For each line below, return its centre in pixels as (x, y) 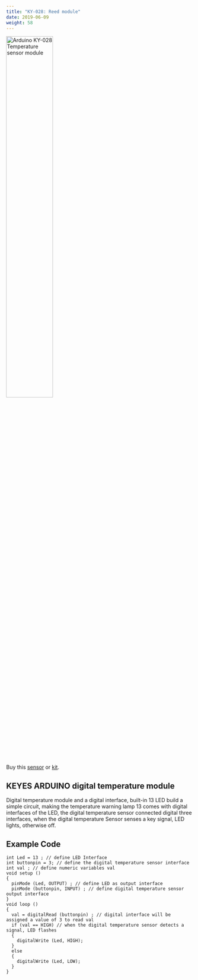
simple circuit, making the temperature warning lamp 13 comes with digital (97, 806)
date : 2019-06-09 (28, 17)
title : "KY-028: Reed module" (44, 12)
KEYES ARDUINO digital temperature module (90, 786)
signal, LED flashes (32, 930)
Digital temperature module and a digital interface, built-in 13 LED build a (95, 800)
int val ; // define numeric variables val (61, 868)
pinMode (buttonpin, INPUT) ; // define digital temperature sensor (98, 889)
